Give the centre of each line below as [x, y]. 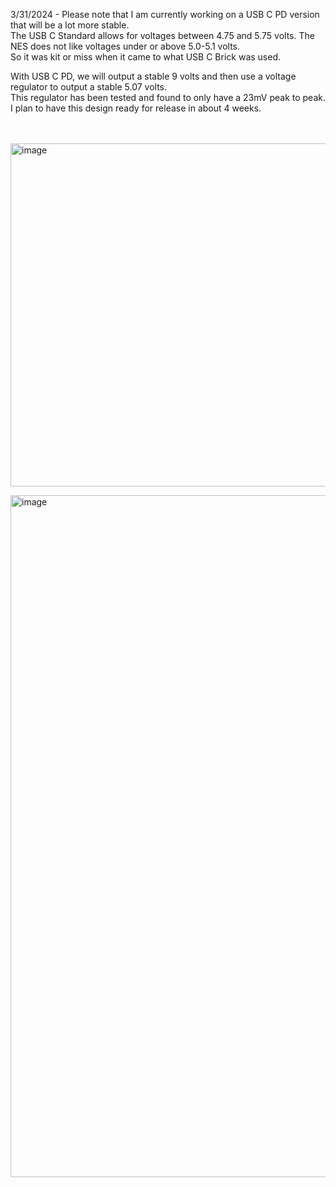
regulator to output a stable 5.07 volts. [88, 87]
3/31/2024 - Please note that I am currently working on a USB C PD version [165, 14]
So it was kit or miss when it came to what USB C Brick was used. [146, 57]
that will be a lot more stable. [70, 25]
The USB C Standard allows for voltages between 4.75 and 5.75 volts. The [162, 35]
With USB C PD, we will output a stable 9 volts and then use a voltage [153, 76]
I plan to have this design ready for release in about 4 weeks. [136, 108]
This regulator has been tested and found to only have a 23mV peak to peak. [168, 97]
